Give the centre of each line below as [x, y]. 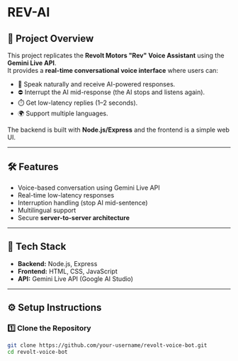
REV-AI [29, 12]
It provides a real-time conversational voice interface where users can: [113, 70]
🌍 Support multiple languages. [63, 113]
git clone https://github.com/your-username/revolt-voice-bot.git [107, 345]
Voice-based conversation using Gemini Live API [89, 188]
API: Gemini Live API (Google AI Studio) [75, 279]
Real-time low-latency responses [66, 195]
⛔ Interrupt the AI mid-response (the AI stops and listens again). [111, 92]
